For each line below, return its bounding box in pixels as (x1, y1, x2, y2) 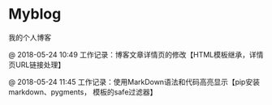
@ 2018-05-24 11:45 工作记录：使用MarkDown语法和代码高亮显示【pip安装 (8, 77, 260, 86)
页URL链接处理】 (8, 60, 66, 69)
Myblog (8, 5, 62, 23)
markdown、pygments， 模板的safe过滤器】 (8, 86, 158, 97)
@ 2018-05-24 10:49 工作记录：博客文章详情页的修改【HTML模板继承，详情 (8, 49, 264, 59)
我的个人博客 (8, 32, 51, 42)
